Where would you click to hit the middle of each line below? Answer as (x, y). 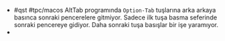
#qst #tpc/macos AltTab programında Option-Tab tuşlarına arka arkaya (115, 10)
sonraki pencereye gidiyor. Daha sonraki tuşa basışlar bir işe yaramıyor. (116, 25)
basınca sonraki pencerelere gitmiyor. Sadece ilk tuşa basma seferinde (115, 17)
